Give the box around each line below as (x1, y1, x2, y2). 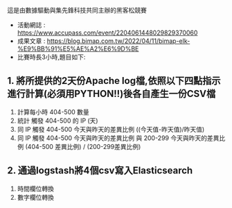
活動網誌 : (17, 21, 46, 29)
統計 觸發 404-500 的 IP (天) (17, 116, 98, 125)
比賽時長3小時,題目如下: (17, 53, 86, 61)
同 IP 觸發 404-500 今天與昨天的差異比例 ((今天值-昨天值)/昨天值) (17, 125, 205, 133)
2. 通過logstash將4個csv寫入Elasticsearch (7, 165, 193, 177)
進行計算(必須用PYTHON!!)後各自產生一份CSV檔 (7, 88, 216, 100)
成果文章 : (17, 37, 46, 45)
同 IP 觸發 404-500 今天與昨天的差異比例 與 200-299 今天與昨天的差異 (17, 134, 220, 142)
